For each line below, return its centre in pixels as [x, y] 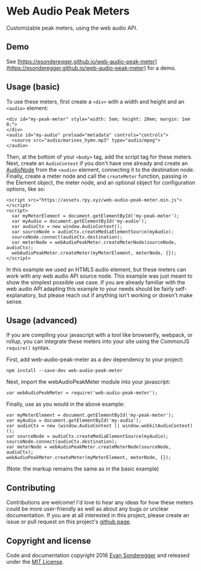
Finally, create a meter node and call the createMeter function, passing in [97, 176]
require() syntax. [28, 348]
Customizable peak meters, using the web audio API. [72, 28]
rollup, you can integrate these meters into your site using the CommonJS [98, 341]
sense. [14, 301]
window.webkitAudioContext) [158, 426]
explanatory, [22, 295]
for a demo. [161, 68]
